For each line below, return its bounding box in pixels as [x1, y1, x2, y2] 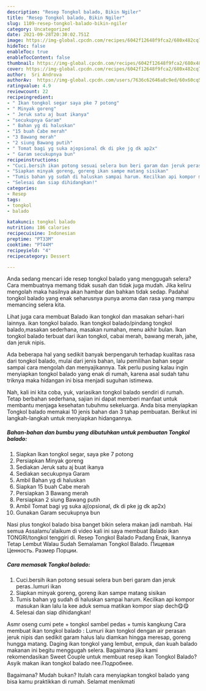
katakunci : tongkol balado [7, 219, 76, 225]
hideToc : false [7, 43, 46, 50]
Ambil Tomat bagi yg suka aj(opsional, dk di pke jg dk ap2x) [15, 503, 166, 510]
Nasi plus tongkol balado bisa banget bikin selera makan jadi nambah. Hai [7, 521, 193, 528]
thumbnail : [7, 60, 35, 66]
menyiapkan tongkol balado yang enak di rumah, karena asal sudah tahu [7, 371, 189, 378]
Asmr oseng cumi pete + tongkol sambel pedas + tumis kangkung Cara [7, 621, 186, 628]
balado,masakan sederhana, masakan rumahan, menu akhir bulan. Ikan [7, 326, 186, 333]
